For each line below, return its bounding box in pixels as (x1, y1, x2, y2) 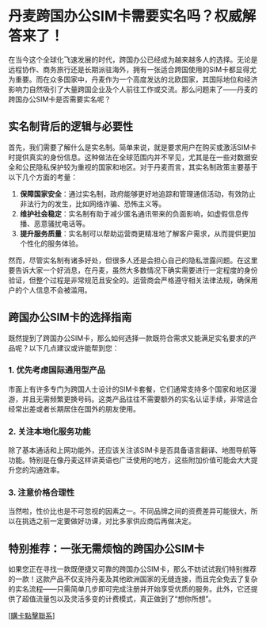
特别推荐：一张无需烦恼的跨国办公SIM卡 (8, 542, 205, 555)
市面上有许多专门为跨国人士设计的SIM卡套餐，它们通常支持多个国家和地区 (8, 384, 250, 393)
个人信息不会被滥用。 (21, 285, 92, 294)
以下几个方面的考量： (8, 172, 78, 182)
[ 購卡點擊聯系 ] (8, 611, 55, 621)
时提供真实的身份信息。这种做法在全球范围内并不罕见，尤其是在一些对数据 (8, 152, 251, 162)
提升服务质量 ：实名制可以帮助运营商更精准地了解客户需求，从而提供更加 (19, 228, 256, 238)
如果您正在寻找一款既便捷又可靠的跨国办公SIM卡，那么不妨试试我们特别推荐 (8, 565, 257, 574)
